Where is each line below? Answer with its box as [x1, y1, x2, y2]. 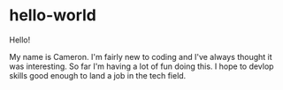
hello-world [9, 5, 97, 26]
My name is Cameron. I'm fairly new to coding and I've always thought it [9, 51, 272, 62]
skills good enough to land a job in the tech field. [9, 70, 187, 80]
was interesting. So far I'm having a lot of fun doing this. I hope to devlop [9, 61, 274, 71]
